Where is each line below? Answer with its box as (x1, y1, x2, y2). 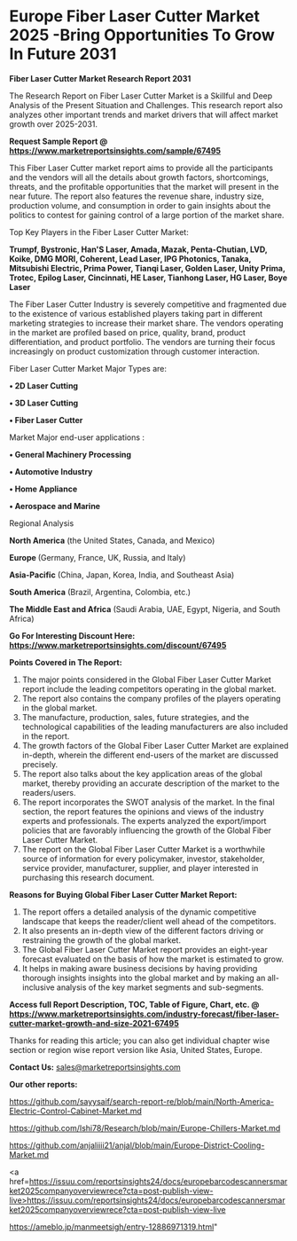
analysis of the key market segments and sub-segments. (56, 982, 264, 993)
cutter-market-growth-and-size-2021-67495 (9, 1017, 179, 1028)
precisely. (21, 758, 59, 769)
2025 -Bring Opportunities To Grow (9, 25, 275, 45)
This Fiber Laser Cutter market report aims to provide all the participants (9, 162, 273, 173)
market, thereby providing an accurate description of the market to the (21, 778, 280, 789)
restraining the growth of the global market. (21, 934, 182, 946)
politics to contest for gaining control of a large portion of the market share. (9, 209, 285, 220)
